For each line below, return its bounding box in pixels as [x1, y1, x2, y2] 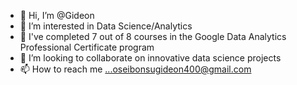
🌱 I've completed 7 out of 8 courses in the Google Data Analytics [19, 31, 287, 42]
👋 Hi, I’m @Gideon [19, 10, 95, 21]
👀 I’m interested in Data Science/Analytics [19, 20, 193, 32]
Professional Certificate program [19, 41, 155, 53]
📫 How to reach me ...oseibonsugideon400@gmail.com [19, 63, 252, 75]
